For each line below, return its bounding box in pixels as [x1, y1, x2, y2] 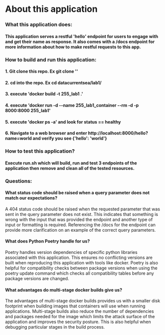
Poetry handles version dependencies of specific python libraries [5, 250, 138, 255]
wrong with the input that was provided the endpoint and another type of [5, 216, 153, 222]
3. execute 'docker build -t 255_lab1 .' [5, 91, 83, 97]
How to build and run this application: [5, 56, 97, 63]
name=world [5, 135, 32, 141]
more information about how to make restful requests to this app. [5, 43, 141, 50]
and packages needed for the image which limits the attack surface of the [5, 314, 155, 320]
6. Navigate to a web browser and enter [5, 130, 87, 136]
